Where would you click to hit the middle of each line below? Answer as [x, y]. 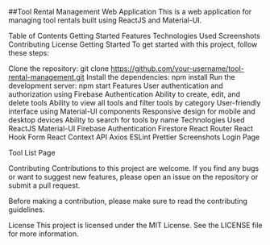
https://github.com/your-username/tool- [177, 69]
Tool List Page [32, 153]
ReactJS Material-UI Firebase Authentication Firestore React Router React [131, 129]
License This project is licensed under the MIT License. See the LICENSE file [135, 225]
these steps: [29, 53]
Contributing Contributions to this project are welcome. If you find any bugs [134, 168]
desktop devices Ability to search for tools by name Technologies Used [127, 120]
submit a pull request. [44, 185]
